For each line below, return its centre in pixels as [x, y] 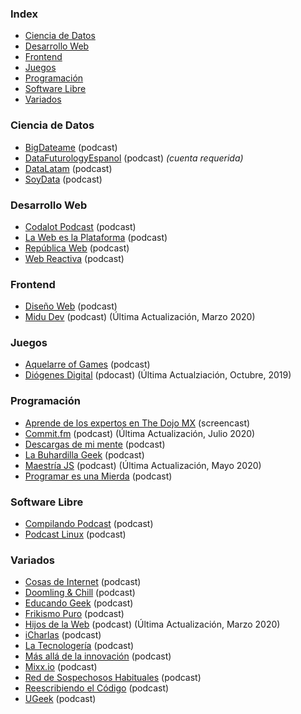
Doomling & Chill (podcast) [80, 593]
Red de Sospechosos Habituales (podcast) [113, 678]
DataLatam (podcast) [68, 168]
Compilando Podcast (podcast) [89, 524]
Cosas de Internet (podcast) [83, 582]
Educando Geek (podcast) [79, 603]
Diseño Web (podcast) [71, 306]
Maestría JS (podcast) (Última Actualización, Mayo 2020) [143, 465]
